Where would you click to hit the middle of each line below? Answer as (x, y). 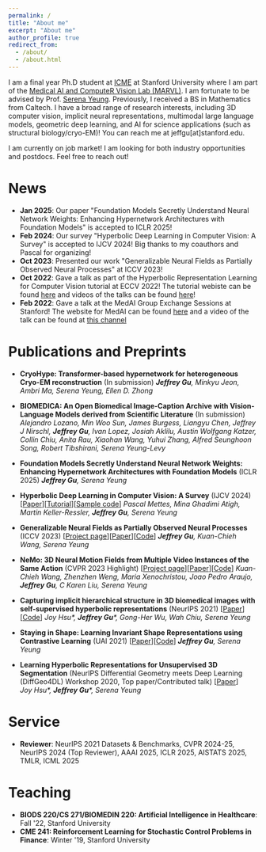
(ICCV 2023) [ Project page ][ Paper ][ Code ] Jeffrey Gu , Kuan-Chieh (128, 536)
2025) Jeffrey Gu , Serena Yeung (73, 480)
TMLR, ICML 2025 (49, 760)
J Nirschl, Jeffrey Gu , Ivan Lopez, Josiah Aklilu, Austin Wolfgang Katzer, (138, 431)
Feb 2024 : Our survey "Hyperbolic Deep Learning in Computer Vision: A (138, 235)
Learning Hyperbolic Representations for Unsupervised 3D (118, 664)
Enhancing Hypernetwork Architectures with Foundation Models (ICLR (138, 471)
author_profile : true (44, 38)
